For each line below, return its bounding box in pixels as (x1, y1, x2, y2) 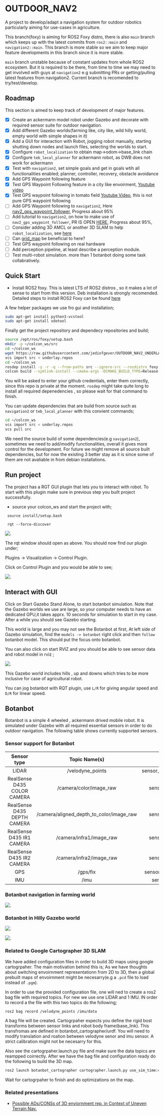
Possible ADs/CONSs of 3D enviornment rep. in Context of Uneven (12, 1100, 147, 1106)
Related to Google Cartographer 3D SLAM (5, 948, 106, 955)
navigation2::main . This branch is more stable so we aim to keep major (5, 44, 149, 50)
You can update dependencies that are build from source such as (5, 403, 137, 409)
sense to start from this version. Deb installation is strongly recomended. (12, 290, 159, 296)
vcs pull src (5, 427, 32, 432)
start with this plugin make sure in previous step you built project (5, 489, 135, 495)
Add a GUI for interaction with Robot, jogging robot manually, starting (12, 138, 151, 144)
